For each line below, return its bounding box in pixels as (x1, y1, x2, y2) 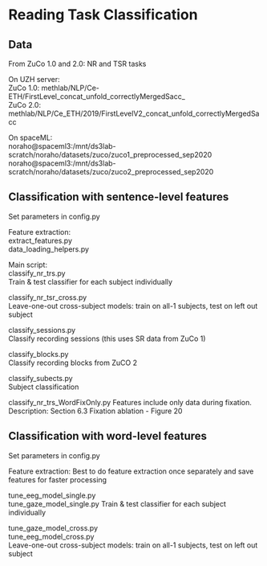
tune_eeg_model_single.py (8, 490, 96, 500)
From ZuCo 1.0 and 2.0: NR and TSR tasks (8, 59, 147, 68)
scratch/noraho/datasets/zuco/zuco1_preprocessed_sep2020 (8, 150, 212, 159)
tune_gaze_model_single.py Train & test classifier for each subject (8, 498, 227, 508)
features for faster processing (8, 474, 107, 484)
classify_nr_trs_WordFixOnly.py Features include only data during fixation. (8, 397, 253, 407)
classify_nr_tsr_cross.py (8, 292, 87, 302)
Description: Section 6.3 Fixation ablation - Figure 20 (8, 406, 183, 416)
